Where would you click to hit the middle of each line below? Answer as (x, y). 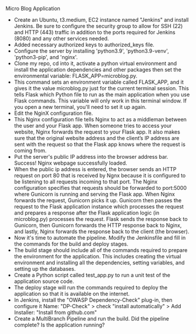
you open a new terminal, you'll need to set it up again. (80, 107)
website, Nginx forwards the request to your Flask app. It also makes (97, 132)
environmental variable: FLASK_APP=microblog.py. (76, 76)
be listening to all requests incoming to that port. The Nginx (86, 182)
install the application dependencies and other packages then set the (97, 69)
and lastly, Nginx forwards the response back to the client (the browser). (102, 231)
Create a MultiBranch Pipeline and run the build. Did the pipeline (92, 318)
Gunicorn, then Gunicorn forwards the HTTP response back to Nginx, (98, 225)
